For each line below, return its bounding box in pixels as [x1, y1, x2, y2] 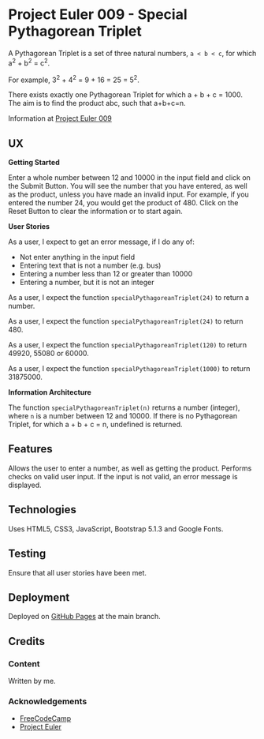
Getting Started [8, 158, 61, 167]
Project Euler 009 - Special [8, 6, 188, 24]
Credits [8, 634, 46, 648]
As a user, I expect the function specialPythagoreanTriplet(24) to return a [8, 293, 250, 302]
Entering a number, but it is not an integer [19, 278, 154, 287]
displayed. [8, 480, 42, 490]
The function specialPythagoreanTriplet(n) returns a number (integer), [8, 403, 240, 412]
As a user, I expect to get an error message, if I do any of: [8, 237, 195, 246]
